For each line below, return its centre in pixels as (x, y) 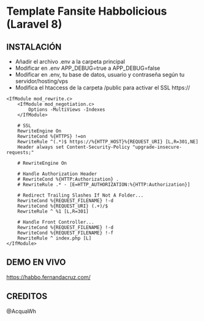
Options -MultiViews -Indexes (67, 110)
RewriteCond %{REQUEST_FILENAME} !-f (66, 233)
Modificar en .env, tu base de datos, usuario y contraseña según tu (100, 74)
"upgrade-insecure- (157, 147)
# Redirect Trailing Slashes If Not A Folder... (81, 195)
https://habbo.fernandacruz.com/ (48, 277)
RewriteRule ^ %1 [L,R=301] (53, 211)
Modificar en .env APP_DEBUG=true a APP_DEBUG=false (88, 68)
